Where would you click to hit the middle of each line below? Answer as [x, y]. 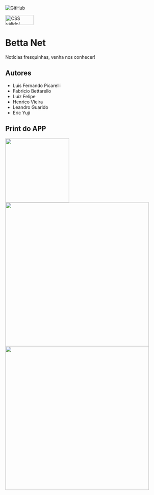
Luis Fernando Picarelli [37, 85]
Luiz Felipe [24, 96]
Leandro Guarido [30, 107]
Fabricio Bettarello [32, 91]
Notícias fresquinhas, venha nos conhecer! [50, 57]
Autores [18, 73]
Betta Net [25, 43]
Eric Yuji [21, 112]
